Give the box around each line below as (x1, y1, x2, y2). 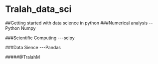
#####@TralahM (5, 54, 40, 60)
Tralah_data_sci (5, 3, 72, 15)
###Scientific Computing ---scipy (5, 35, 75, 41)
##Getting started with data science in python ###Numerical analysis (5, 20, 148, 26)
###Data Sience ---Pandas (5, 44, 61, 50)
